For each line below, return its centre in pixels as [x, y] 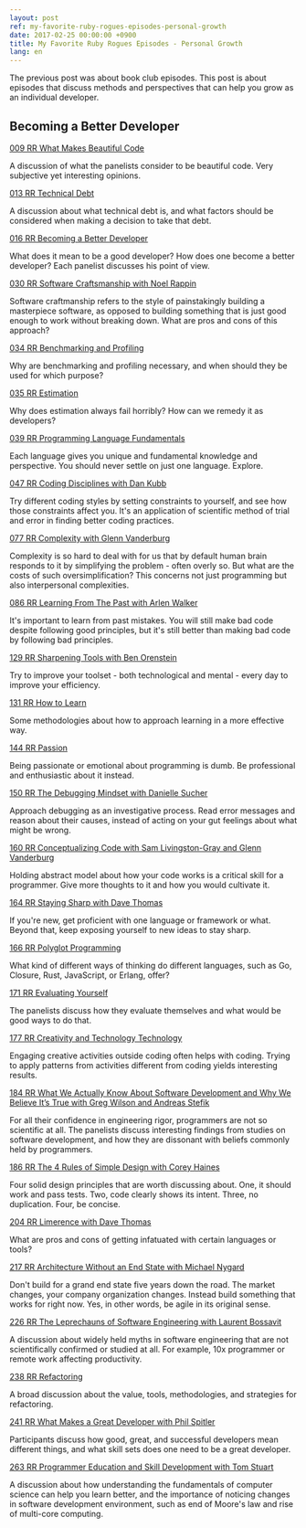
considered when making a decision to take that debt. [111, 220]
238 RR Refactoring [47, 1376]
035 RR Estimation [44, 393]
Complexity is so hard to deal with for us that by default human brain [138, 556]
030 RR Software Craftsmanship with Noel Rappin [103, 283]
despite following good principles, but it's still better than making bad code [150, 630]
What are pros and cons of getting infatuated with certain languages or [143, 1239]
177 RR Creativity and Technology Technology [96, 1037]
